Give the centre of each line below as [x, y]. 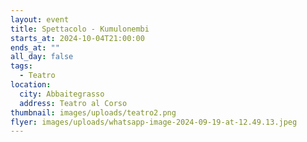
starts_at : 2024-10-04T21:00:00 [77, 38]
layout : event [40, 19]
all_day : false [42, 57]
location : [31, 85]
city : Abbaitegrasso [62, 94]
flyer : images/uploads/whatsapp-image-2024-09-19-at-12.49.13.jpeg [154, 122]
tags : [21, 66]
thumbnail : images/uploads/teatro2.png [93, 112]
